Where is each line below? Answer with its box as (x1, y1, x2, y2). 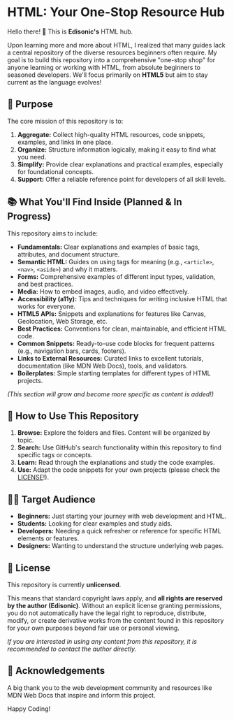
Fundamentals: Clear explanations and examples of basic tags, (17, 243, 200, 251)
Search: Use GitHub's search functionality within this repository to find (17, 443, 222, 452)
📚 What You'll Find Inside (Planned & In (7, 196, 183, 208)
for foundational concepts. (17, 167, 94, 175)
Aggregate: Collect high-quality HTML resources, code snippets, (17, 130, 205, 138)
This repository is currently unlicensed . (7, 581, 122, 589)
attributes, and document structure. (17, 250, 120, 259)
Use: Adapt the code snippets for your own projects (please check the (17, 466, 220, 474)
